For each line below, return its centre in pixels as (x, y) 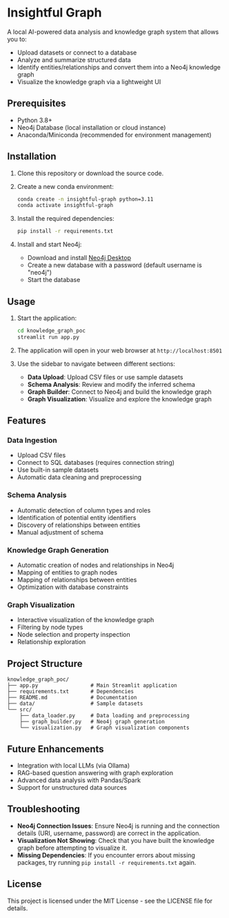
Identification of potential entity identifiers (77, 517)
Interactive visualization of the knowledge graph (86, 620)
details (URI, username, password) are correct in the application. (109, 833)
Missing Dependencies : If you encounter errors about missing (106, 855)
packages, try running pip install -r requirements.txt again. (107, 862)
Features (27, 421)
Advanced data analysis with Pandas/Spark (79, 780)
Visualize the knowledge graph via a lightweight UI (89, 81)
